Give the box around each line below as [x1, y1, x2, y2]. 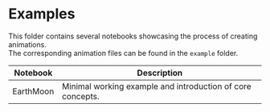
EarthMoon [12, 86, 55, 97]
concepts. [61, 90, 100, 102]
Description [137, 67, 183, 78]
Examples [8, 5, 76, 23]
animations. [8, 39, 47, 49]
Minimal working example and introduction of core [61, 81, 252, 92]
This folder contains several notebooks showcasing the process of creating [8, 31, 258, 41]
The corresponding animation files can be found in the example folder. [8, 48, 239, 58]
